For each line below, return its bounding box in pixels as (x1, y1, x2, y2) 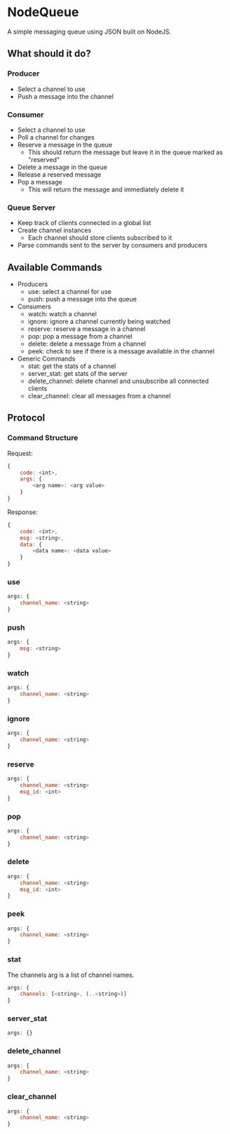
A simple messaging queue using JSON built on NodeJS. (7, 27, 172, 36)
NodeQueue (7, 4, 79, 20)
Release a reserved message (17, 170, 102, 179)
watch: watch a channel (27, 310, 97, 318)
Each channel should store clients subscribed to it (27, 234, 172, 242)
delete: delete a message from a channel (27, 339, 146, 348)
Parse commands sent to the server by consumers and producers (17, 241, 208, 250)
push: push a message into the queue (27, 295, 137, 304)
